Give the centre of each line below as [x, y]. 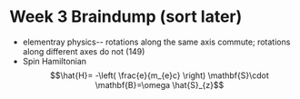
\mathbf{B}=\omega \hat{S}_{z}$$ [160, 84]
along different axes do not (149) [84, 51]
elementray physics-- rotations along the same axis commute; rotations [156, 42]
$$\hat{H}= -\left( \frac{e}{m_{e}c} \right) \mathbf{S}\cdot [160, 75]
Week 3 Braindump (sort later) [126, 17]
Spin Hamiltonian [55, 61]
